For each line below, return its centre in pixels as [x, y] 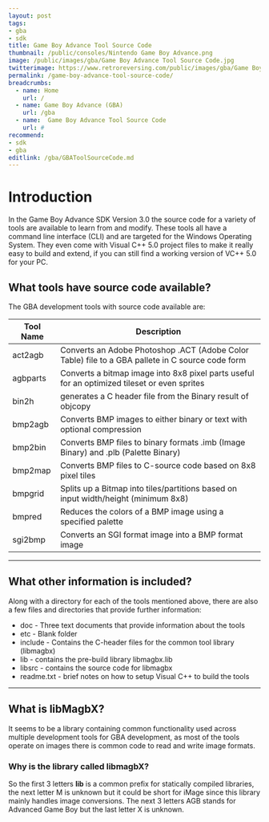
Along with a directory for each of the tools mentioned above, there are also [133, 601]
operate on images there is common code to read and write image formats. [132, 745]
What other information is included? [100, 582]
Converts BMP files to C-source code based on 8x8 [158, 465]
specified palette [92, 521]
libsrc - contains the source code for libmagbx [96, 668]
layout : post [30, 16]
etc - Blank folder [48, 633]
